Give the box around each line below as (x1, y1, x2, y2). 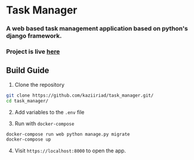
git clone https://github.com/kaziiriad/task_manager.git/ (6, 92, 154, 98)
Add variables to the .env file (14, 108, 85, 115)
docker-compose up (6, 137, 51, 142)
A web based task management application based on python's (6, 25, 188, 33)
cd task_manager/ (6, 98, 49, 104)
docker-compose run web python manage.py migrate (6, 131, 131, 137)
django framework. (6, 32, 62, 40)
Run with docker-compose (14, 120, 75, 127)
